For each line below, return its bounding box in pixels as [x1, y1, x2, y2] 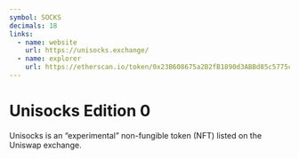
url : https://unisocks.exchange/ [25, 46, 149, 55]
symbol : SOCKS [9, 12, 62, 22]
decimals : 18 [9, 21, 58, 30]
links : [9, 29, 34, 38]
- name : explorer [17, 54, 82, 63]
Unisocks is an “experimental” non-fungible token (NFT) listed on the [9, 130, 263, 140]
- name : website [17, 37, 77, 47]
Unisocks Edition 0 [9, 101, 151, 121]
